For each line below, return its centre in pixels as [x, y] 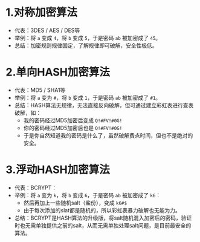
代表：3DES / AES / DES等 [47, 30]
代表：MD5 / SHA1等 [40, 90]
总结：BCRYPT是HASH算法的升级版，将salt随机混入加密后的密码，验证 [103, 218]
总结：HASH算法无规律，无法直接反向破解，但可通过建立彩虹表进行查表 [104, 105]
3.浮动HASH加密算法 [58, 170]
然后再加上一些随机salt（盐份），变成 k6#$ [75, 203]
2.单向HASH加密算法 [58, 72]
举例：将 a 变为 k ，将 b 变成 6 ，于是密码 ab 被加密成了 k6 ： [88, 195]
